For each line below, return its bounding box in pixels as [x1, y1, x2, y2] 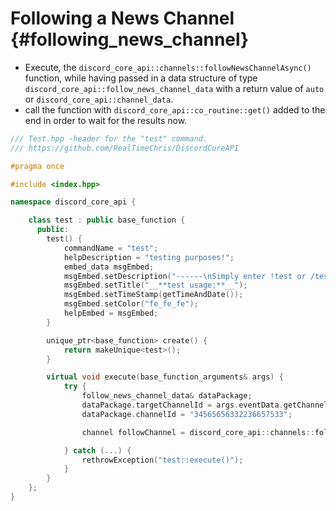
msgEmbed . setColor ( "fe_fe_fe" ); [63, 299, 199, 309]
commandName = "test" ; [63, 243, 159, 253]
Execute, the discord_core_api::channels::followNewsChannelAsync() [24, 61, 312, 73]
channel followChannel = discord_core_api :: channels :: [81, 427, 315, 437]
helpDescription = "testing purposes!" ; [63, 252, 235, 262]
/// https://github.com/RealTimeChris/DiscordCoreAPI [10, 143, 240, 153]
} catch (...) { [63, 445, 132, 456]
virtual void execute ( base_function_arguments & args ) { [46, 372, 284, 382]
